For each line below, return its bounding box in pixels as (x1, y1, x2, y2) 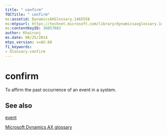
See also (5, 101, 32, 110)
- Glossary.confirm (5, 49, 46, 54)
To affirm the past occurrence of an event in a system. (5, 87, 117, 93)
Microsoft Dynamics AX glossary (5, 124, 73, 130)
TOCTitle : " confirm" (5, 12, 50, 17)
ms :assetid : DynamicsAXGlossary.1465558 (5, 16, 90, 21)
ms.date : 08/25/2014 (5, 35, 48, 40)
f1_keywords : (5, 44, 32, 49)
